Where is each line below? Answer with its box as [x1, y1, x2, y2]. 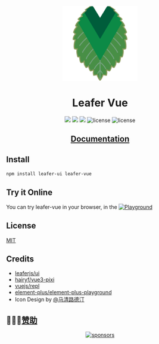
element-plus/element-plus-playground [14, 289, 112, 296]
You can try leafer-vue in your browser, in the [6, 203, 117, 211]
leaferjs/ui [14, 270, 40, 277]
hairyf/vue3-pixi [14, 276, 55, 284]
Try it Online [6, 187, 52, 197]
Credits [6, 254, 35, 264]
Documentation [70, 134, 130, 144]
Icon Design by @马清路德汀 [14, 296, 85, 303]
